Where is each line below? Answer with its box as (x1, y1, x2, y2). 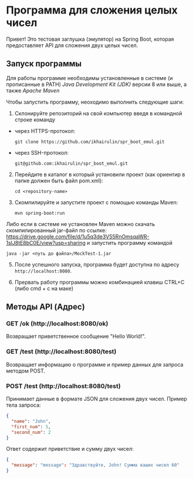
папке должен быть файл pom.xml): (14, 177, 104, 184)
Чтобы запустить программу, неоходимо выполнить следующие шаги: (6, 98, 184, 105)
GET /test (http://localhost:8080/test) (6, 348, 117, 356)
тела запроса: (6, 401, 41, 409)
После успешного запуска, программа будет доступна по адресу (14, 261, 180, 268)
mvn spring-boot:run (14, 210, 65, 216)
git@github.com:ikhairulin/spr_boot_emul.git (14, 160, 128, 167)
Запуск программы (6, 59, 82, 69)
